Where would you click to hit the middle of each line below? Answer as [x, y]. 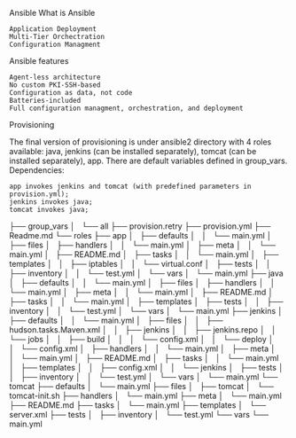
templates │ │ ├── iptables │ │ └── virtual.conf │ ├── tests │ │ [140, 264]
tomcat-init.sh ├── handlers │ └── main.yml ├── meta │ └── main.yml [145, 395]
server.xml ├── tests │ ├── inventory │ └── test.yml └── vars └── [139, 415]
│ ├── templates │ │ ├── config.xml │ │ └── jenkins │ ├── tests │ [146, 368]
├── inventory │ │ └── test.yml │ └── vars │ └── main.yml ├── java [146, 273]
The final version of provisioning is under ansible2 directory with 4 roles [140, 142]
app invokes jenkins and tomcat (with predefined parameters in [130, 186]
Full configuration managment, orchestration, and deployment [126, 108]
